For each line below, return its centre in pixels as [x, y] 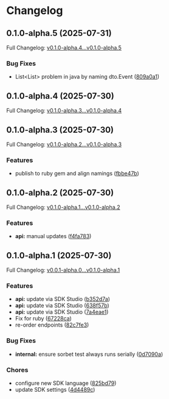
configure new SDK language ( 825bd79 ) [66, 383]
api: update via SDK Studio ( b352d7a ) [63, 299]
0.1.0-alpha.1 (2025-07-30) [59, 256]
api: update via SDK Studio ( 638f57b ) [62, 306]
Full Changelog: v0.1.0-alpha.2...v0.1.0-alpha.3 [64, 144]
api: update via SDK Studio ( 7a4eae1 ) [62, 312]
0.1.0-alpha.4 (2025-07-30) [60, 96]
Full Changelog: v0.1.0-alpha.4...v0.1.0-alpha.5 [64, 48]
